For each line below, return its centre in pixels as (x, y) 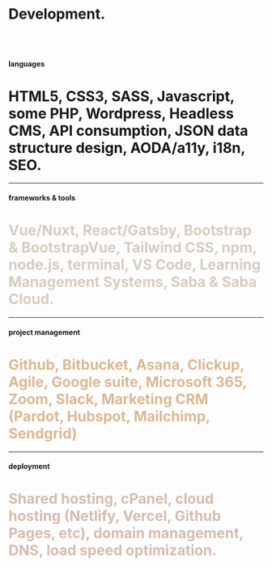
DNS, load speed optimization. (113, 550)
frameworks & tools (42, 198)
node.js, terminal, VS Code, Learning (135, 265)
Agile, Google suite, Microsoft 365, (127, 382)
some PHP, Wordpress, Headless (121, 113)
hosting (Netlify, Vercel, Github (115, 516)
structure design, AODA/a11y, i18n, (127, 148)
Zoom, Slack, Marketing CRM (108, 399)
